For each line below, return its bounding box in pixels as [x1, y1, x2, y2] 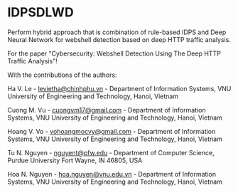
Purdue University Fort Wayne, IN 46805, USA [7, 156, 143, 165]
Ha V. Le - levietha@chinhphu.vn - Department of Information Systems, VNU [7, 84, 232, 93]
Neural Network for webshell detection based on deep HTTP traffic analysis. [7, 35, 231, 43]
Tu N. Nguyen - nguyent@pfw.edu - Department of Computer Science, [7, 148, 215, 157]
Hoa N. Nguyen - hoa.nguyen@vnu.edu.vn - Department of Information [7, 169, 217, 178]
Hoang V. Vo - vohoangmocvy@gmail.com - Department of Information [7, 127, 216, 135]
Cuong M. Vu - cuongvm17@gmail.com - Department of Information [7, 105, 206, 114]
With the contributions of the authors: [7, 71, 117, 79]
